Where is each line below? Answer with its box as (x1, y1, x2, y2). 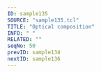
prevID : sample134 (7, 49, 61, 56)
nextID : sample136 (7, 56, 61, 63)
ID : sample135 (7, 10, 49, 17)
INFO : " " (7, 29, 36, 37)
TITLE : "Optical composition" (7, 23, 95, 30)
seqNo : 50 (7, 42, 36, 49)
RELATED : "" (7, 36, 42, 43)
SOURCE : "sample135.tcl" (7, 17, 79, 24)
